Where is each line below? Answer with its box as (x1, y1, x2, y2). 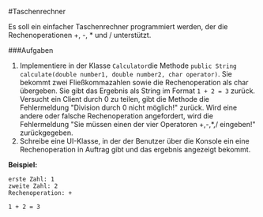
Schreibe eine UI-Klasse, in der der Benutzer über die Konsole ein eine (19, 137, 250, 145)
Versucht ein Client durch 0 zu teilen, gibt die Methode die (19, 95, 209, 103)
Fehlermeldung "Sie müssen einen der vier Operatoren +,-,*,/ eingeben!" (19, 120, 256, 129)
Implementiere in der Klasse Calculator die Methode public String (19, 61, 237, 70)
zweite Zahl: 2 (8, 182, 58, 190)
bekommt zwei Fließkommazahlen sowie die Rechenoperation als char (19, 78, 249, 87)
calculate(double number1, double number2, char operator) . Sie (19, 69, 233, 78)
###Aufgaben (8, 46, 54, 54)
